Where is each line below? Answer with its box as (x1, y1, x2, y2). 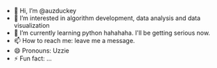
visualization (13, 22, 50, 29)
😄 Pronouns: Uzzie (13, 46, 69, 55)
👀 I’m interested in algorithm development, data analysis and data (13, 14, 201, 22)
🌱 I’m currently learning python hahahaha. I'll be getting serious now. (13, 28, 210, 37)
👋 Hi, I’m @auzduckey (13, 7, 77, 15)
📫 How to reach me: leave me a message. (13, 37, 135, 44)
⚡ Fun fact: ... (13, 54, 52, 62)
